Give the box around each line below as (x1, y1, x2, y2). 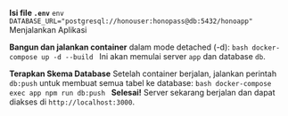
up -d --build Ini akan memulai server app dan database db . (41, 51, 266, 61)
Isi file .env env (9, 8, 64, 18)
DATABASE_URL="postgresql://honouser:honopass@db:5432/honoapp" (9, 17, 253, 26)
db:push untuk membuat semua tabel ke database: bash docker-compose (9, 78, 272, 88)
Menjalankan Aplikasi (9, 25, 87, 35)
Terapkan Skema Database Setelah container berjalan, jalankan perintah (9, 68, 277, 79)
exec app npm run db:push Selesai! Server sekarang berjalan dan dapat (9, 88, 276, 97)
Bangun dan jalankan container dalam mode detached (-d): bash (9, 42, 249, 52)
